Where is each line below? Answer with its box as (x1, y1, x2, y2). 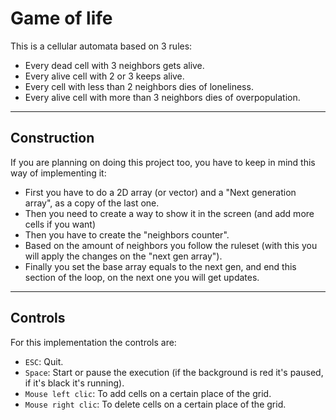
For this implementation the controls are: (10, 336, 177, 348)
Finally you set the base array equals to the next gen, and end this (24, 260, 297, 272)
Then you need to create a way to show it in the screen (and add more (24, 207, 315, 219)
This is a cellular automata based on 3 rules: (10, 40, 193, 52)
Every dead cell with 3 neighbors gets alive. (24, 59, 205, 71)
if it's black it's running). (24, 377, 125, 389)
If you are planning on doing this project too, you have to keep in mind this (10, 156, 316, 168)
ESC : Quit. (24, 355, 64, 367)
